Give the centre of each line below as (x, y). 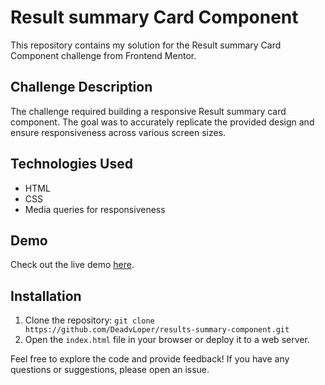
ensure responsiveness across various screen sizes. (118, 132)
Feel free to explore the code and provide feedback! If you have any (150, 359)
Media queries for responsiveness (95, 209)
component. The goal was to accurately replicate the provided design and (162, 122)
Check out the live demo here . (72, 265)
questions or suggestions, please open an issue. (110, 370)
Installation (46, 296)
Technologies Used (71, 164)
